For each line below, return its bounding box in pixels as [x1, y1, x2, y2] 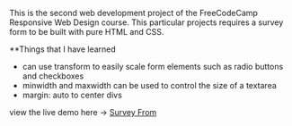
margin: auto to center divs [22, 89, 123, 100]
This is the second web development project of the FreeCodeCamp [9, 8, 259, 18]
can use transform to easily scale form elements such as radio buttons [22, 62, 284, 71]
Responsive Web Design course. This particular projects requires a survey [9, 17, 284, 28]
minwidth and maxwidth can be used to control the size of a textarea [22, 80, 277, 90]
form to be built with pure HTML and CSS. [9, 27, 164, 37]
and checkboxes [22, 71, 84, 81]
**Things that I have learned [9, 44, 117, 55]
